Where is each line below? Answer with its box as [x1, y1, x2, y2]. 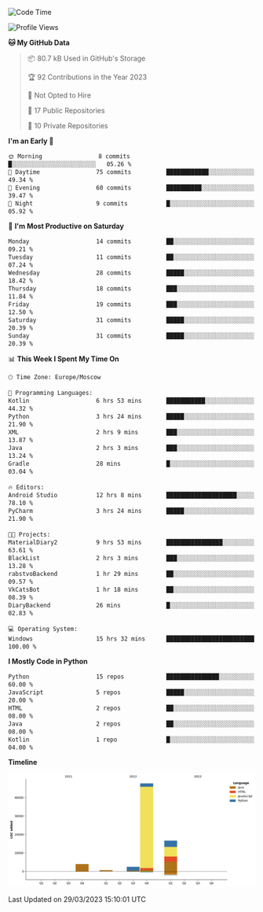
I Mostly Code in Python [8, 657, 88, 666]
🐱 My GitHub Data [8, 38, 71, 47]
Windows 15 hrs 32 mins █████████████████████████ [8, 635, 255, 643]
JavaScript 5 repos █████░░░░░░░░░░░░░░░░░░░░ [8, 689, 255, 696]
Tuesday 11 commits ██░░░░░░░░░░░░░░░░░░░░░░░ [8, 253, 255, 261]
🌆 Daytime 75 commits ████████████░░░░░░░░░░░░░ [8, 168, 255, 176]
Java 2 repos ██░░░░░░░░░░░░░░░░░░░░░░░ [8, 720, 255, 728]
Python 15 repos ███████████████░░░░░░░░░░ [8, 673, 255, 681]
